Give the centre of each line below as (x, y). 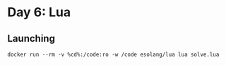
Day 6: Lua (39, 12)
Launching (31, 39)
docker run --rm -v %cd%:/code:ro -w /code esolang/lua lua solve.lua (113, 54)
